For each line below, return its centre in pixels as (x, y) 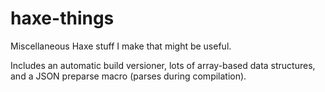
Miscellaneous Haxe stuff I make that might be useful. (121, 46)
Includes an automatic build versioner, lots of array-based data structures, (163, 65)
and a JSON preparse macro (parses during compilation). (128, 76)
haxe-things (62, 18)
